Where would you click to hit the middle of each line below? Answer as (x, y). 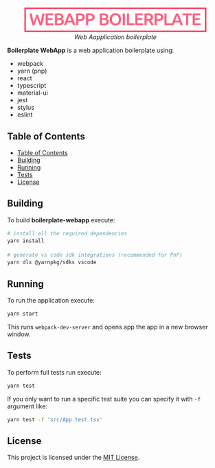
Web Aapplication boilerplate (115, 37)
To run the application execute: (51, 300)
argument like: (27, 406)
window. (19, 334)
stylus (26, 108)
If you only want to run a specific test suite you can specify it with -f (104, 399)
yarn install (26, 241)
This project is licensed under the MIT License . (73, 458)
